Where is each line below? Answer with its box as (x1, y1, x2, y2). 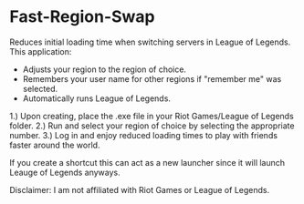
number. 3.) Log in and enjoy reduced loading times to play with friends (9, 129, 278, 140)
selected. (22, 83, 58, 94)
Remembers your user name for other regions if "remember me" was (22, 73, 282, 84)
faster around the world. (9, 139, 100, 150)
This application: (9, 46, 72, 56)
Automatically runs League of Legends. (22, 93, 172, 104)
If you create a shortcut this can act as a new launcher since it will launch (9, 157, 286, 168)
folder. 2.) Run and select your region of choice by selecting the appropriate (9, 120, 295, 131)
